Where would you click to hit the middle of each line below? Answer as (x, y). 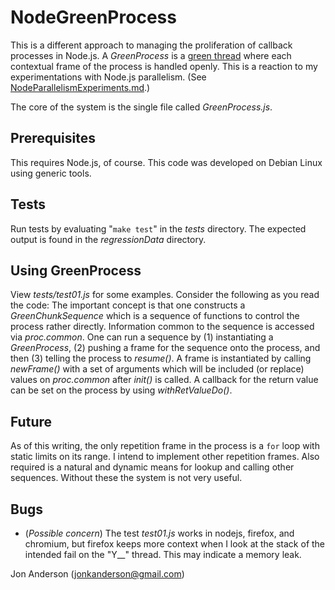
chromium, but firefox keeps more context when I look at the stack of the (175, 544)
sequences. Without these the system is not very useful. (126, 478)
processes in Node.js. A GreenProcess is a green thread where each (151, 55)
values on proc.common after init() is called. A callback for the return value (164, 380)
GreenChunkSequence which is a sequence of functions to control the (155, 316)
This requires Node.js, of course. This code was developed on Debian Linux (166, 162)
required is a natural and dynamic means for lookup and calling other (152, 467)
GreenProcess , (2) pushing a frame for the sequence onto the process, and (165, 348)
